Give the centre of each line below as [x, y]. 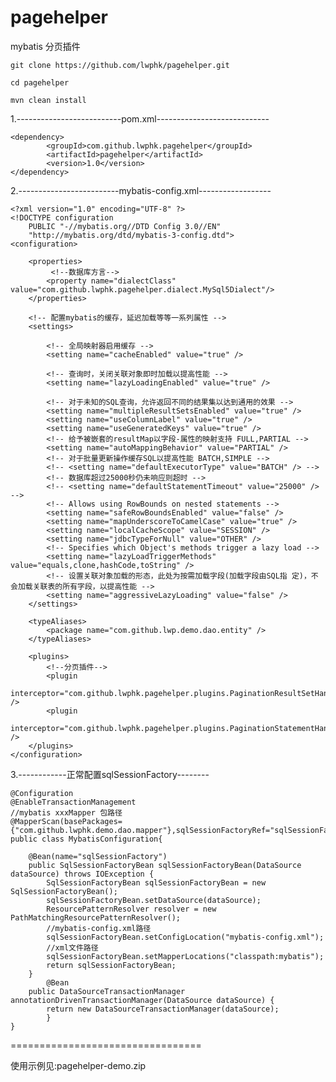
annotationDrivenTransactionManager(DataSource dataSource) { [142, 1000]
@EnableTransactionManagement [73, 802]
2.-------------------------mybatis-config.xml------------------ [141, 190]
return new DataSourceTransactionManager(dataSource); [163, 1009]
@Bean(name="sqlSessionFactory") [98, 856]
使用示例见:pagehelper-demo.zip [78, 1065]
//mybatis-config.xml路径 [99, 928]
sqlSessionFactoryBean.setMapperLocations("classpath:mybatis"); [185, 956]
